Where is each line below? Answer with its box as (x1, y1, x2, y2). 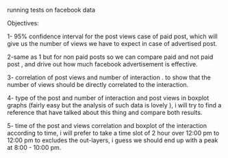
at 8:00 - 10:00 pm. (7, 144, 62, 151)
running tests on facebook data (7, 6, 96, 14)
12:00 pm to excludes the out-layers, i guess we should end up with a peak (7, 136, 218, 144)
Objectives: (7, 19, 39, 27)
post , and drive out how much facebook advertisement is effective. (7, 60, 198, 68)
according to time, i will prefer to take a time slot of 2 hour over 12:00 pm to (7, 129, 220, 137)
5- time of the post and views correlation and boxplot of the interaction (7, 122, 207, 129)
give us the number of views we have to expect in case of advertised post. (7, 40, 218, 47)
